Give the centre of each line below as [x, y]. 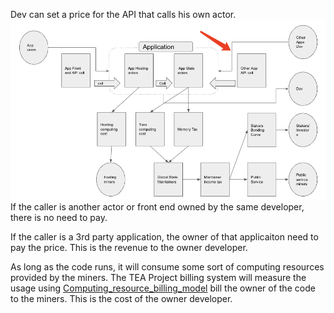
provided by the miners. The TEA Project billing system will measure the [158, 277]
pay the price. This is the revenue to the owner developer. [129, 247]
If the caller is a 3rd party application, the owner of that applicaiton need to [164, 236]
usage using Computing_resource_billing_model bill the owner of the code [163, 288]
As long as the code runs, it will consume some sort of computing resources [167, 266]
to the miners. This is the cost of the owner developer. [121, 298]
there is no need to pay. [59, 217]
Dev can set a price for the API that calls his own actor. [123, 14]
